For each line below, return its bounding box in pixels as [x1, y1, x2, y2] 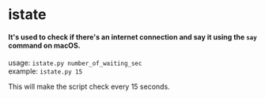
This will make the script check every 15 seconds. [8, 82, 170, 92]
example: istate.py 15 [8, 67, 83, 76]
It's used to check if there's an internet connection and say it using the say [8, 32, 257, 41]
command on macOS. [8, 40, 81, 50]
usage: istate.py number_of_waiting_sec [8, 58, 142, 68]
